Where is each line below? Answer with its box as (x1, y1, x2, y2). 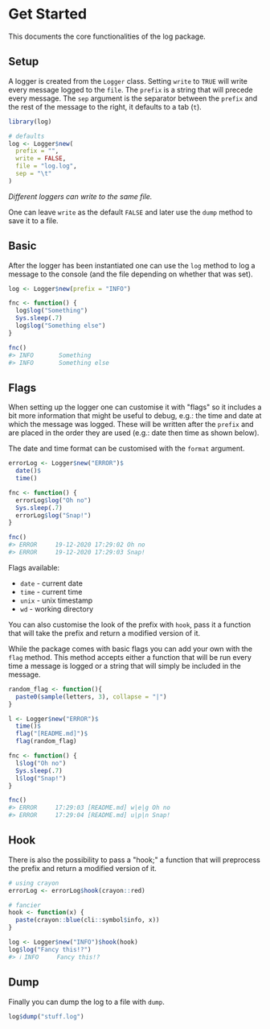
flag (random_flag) (15, 737, 78, 745)
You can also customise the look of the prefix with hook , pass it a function (8, 620, 252, 629)
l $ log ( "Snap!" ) (15, 774, 67, 782)
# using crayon (8, 879, 59, 887)
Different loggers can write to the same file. (8, 191, 153, 201)
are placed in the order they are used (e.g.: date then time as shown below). (8, 428, 260, 438)
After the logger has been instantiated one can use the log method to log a (8, 260, 256, 270)
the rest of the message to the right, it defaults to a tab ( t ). (8, 102, 202, 111)
